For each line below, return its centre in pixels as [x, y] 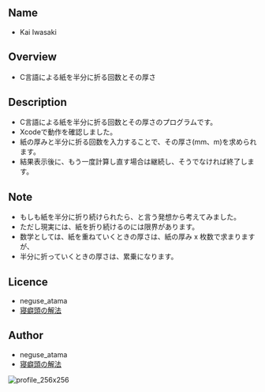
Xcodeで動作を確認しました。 [68, 132]
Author [26, 335]
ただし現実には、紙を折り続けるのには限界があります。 [109, 227]
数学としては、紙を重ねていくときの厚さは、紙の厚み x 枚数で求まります [137, 237]
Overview [33, 57]
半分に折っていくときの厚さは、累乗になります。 [99, 257]
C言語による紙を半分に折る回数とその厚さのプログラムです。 [118, 122]
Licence [28, 282]
